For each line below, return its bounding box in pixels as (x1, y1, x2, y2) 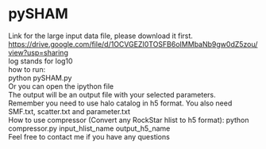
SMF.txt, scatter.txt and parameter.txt (8, 106, 131, 116)
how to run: (8, 64, 46, 74)
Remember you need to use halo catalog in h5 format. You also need (8, 98, 233, 108)
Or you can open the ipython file (8, 81, 114, 91)
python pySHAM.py (8, 73, 72, 82)
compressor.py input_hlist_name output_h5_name (8, 124, 171, 133)
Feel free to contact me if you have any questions (8, 132, 171, 141)
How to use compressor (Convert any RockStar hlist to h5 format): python (8, 115, 249, 124)
